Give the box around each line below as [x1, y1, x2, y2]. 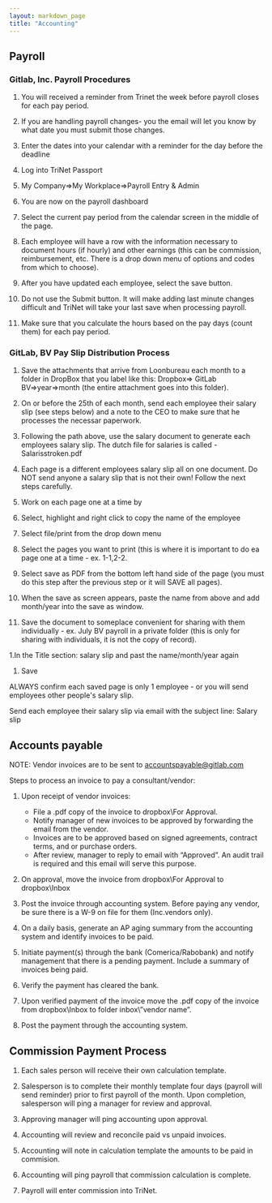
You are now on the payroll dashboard [20, 196, 149, 207]
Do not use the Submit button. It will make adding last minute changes [20, 294, 254, 304]
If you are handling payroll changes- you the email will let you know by [20, 117, 257, 127]
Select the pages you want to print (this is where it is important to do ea [20, 544, 260, 554]
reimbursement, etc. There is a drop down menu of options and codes [20, 254, 255, 264]
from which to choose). [20, 263, 100, 273]
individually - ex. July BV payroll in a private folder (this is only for [20, 626, 240, 636]
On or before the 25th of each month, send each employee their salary [20, 398, 257, 408]
